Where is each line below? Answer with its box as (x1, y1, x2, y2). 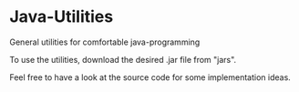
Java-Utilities (9, 6, 114, 27)
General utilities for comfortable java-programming (9, 36, 201, 47)
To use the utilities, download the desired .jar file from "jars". (9, 54, 237, 65)
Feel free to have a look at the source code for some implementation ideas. (9, 71, 292, 83)
